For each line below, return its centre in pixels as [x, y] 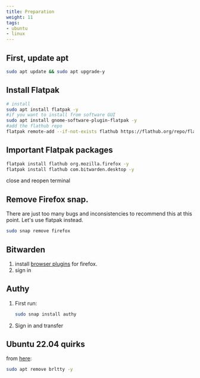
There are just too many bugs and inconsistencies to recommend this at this [99, 214]
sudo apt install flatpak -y [42, 110]
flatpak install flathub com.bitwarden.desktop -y [70, 169]
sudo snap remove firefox [38, 231]
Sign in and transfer [39, 326]
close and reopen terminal [38, 181]
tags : [13, 23]
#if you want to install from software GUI [61, 115]
